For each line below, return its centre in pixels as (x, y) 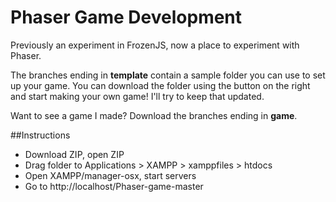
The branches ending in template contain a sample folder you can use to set (168, 75)
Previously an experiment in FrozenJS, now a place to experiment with (155, 45)
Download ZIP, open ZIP (74, 154)
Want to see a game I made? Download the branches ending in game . (154, 115)
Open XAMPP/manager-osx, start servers (110, 175)
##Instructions (40, 135)
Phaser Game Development (126, 17)
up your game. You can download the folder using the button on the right (160, 85)
